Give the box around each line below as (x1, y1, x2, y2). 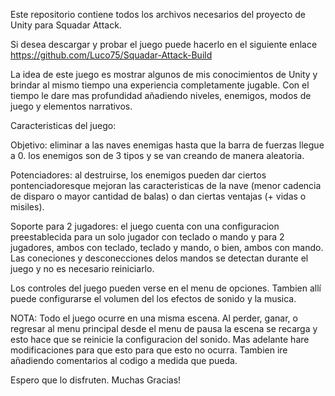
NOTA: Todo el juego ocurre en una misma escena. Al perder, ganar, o (10, 312, 298, 324)
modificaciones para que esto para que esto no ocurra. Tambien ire (10, 344, 288, 356)
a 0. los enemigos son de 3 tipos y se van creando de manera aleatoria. (10, 150, 305, 161)
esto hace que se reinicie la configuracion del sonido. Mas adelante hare (10, 334, 310, 345)
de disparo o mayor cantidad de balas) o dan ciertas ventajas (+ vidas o (10, 190, 307, 202)
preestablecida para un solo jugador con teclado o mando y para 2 (10, 231, 285, 243)
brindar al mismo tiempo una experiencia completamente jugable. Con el (10, 79, 310, 91)
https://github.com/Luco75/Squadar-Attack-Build (10, 49, 213, 61)
